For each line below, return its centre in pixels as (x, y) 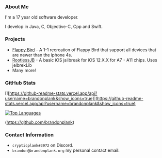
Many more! (24, 70)
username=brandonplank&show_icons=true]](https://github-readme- (74, 98)
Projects (15, 39)
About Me (17, 7)
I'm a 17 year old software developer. (42, 17)
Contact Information (30, 135)
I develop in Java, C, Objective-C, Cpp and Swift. (54, 27)
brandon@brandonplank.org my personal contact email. (66, 150)
